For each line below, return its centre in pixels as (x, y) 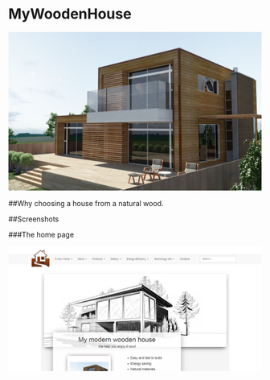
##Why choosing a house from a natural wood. (86, 203)
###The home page (41, 234)
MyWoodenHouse (70, 14)
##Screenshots (34, 219)
